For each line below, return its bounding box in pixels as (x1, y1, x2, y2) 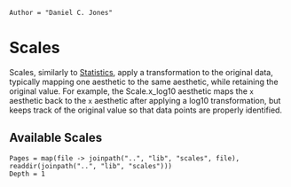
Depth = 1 (9, 169, 46, 178)
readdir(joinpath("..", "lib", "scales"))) (9, 161, 173, 170)
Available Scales (9, 130, 103, 145)
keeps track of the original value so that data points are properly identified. (9, 105, 282, 115)
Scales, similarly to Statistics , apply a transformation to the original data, (9, 66, 273, 77)
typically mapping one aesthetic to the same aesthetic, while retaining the (9, 76, 279, 87)
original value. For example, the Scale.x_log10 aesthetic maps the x (9, 85, 255, 97)
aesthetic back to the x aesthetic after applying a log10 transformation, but (9, 95, 281, 105)
